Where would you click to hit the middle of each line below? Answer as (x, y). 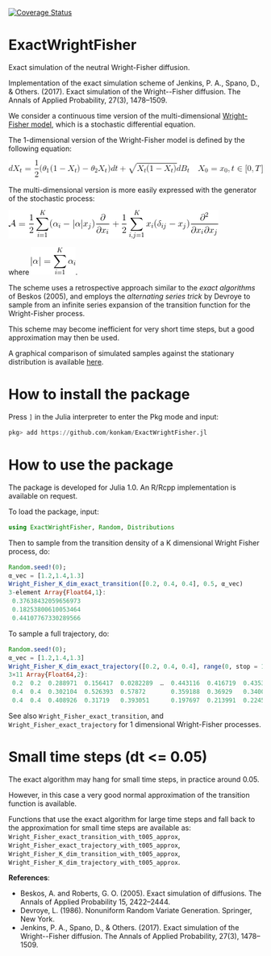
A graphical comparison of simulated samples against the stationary (121, 353)
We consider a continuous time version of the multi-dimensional (115, 115)
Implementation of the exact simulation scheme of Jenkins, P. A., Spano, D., (134, 83)
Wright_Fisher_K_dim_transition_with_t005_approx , (94, 853)
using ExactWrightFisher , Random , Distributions (92, 527)
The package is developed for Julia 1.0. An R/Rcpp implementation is (122, 487)
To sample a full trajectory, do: (59, 633)
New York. (37, 919)
